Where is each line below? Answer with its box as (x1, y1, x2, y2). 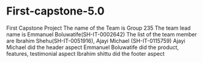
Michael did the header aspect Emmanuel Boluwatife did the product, (6, 44, 179, 51)
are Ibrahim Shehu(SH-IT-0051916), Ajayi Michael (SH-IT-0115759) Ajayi (6, 37, 186, 44)
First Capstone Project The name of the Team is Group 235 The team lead (6, 24, 191, 31)
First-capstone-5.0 (6, 4, 105, 18)
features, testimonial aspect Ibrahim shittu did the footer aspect (6, 50, 165, 57)
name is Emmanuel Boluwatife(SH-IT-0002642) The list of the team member (6, 30, 198, 38)
